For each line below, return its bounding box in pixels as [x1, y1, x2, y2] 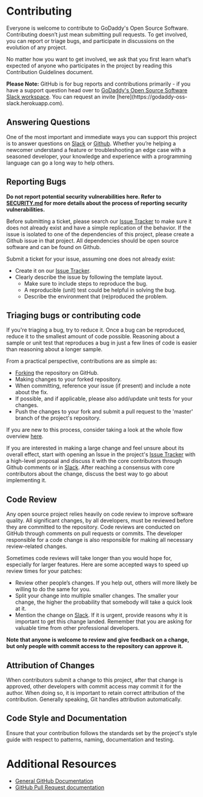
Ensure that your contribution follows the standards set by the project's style [6, 729, 198, 736]
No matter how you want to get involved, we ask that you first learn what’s [6, 55, 191, 63]
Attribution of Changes [6, 660, 95, 671]
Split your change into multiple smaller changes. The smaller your [15, 592, 179, 600]
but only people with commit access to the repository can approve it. [6, 643, 184, 650]
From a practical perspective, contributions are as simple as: [6, 357, 158, 365]
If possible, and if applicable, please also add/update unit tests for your [15, 395, 193, 402]
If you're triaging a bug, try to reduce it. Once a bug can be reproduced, [6, 326, 186, 334]
